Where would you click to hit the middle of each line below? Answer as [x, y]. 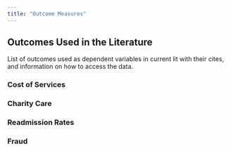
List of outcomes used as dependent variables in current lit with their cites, [115, 59]
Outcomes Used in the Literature [80, 42]
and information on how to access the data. [70, 67]
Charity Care [30, 104]
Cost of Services [36, 85]
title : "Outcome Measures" [47, 14]
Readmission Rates [41, 122]
